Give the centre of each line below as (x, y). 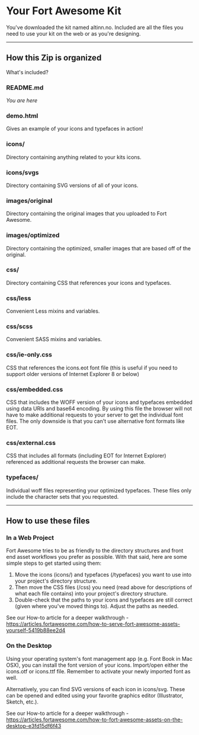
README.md (25, 87)
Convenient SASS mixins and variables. (54, 339)
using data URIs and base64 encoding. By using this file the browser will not (99, 409)
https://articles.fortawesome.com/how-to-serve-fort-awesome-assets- (93, 624)
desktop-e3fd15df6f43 (34, 726)
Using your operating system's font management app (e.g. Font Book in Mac (99, 658)
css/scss (20, 326)
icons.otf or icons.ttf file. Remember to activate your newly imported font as (98, 671)
